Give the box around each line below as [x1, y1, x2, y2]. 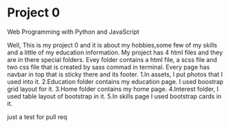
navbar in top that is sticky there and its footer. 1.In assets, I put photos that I [7, 70, 223, 78]
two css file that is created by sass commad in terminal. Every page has [7, 63, 210, 71]
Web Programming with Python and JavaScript [7, 28, 139, 36]
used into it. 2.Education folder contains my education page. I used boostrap [7, 77, 224, 85]
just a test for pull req [7, 112, 67, 121]
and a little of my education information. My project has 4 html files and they [7, 48, 223, 56]
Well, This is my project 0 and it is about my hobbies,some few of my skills [7, 41, 218, 49]
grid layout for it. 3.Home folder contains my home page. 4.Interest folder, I [7, 85, 219, 93]
